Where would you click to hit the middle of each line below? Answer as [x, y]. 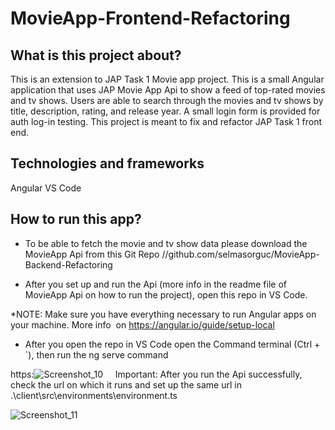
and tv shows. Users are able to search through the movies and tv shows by [167, 100]
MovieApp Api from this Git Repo [92, 254]
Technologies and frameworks [107, 163]
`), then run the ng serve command [96, 354]
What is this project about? [96, 55]
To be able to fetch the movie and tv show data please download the [166, 243]
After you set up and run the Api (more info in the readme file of [155, 284]
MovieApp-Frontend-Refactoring [150, 18]
